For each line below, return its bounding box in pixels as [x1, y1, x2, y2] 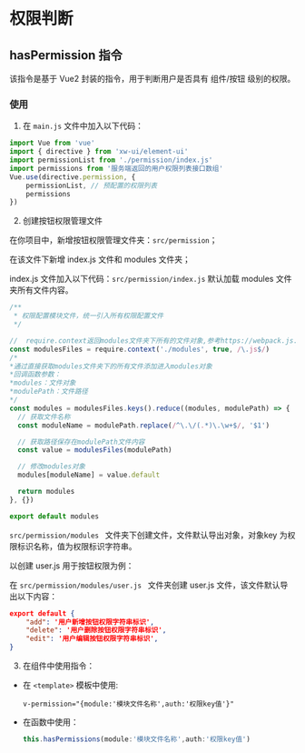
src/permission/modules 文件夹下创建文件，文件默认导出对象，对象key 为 [9, 529, 288, 540]
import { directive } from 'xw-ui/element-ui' [9, 147, 189, 156]
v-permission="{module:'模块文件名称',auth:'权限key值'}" [22, 699, 234, 709]
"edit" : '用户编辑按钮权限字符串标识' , [25, 634, 159, 644]
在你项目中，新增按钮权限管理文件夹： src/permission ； [9, 235, 218, 246]
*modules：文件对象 [9, 378, 76, 387]
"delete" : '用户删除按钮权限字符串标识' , [25, 626, 167, 635]
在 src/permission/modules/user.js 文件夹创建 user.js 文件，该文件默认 [9, 579, 280, 590]
